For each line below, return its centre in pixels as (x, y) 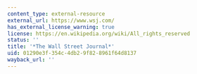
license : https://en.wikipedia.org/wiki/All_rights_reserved (99, 33)
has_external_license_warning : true (61, 27)
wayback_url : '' (31, 60)
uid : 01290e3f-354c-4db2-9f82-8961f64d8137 (72, 54)
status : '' (23, 40)
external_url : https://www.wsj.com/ (61, 20)
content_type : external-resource (56, 14)
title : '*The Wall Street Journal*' (61, 47)
